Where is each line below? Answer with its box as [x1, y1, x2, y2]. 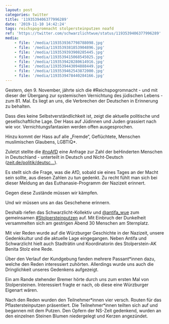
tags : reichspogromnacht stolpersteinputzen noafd [5, 26, 114, 31]
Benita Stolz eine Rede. [5, 246, 53, 252]
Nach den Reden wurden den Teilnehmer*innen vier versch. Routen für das [5, 297, 161, 303]
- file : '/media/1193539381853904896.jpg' [14, 45, 105, 50]
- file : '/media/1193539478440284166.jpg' [14, 73, 105, 78]
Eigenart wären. [5, 287, 38, 293]
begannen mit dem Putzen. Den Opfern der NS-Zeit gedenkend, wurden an [5, 307, 161, 313]
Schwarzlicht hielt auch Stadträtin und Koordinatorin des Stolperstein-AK [5, 241, 157, 247]
